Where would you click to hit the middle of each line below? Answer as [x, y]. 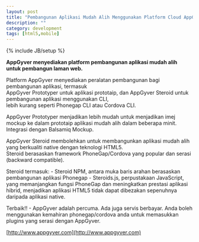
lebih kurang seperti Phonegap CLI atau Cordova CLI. [71, 105]
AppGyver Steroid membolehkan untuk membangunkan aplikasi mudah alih [98, 141]
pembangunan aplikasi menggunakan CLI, [57, 99]
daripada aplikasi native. [36, 197]
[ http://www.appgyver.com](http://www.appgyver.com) [74, 232]
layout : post [22, 12]
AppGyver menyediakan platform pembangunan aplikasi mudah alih [92, 62]
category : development [34, 28]
